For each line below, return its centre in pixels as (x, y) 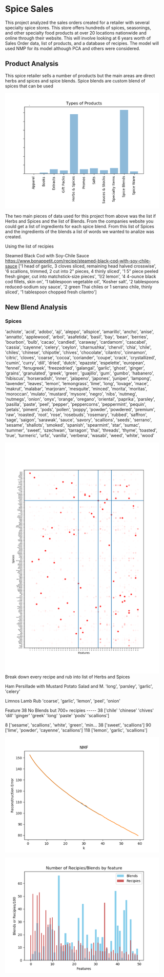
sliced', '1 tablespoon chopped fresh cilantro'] (51, 292)
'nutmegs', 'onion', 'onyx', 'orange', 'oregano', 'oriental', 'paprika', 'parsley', (80, 399)
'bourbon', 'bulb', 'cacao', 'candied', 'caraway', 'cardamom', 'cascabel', (76, 342)
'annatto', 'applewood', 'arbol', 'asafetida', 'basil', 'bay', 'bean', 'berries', (77, 337)
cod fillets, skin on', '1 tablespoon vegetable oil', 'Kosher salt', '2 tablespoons (82, 281)
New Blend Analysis (36, 307)
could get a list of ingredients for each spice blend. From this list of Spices (80, 226)
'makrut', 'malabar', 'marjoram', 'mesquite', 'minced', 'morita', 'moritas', (76, 389)
